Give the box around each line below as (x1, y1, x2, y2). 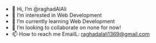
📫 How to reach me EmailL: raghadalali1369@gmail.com (11, 31, 150, 37)
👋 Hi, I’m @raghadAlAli (11, 6, 67, 12)
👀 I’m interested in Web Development (11, 12, 102, 19)
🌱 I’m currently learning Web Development (11, 18, 115, 24)
